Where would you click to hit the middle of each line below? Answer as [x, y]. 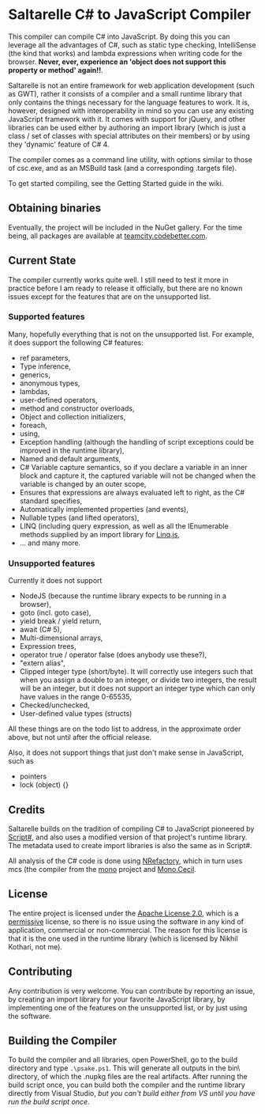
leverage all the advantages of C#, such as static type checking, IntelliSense [132, 44]
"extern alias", [42, 663]
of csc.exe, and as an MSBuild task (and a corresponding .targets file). [123, 168]
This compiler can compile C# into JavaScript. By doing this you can [119, 36]
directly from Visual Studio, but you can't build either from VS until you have [132, 1093]
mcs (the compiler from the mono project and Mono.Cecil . [103, 869]
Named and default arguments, [70, 458]
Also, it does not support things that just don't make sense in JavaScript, [126, 752]
